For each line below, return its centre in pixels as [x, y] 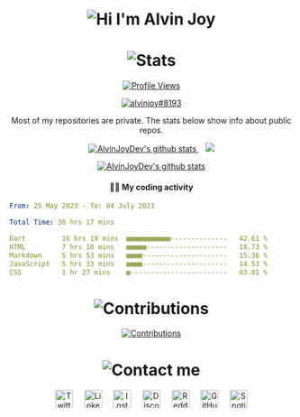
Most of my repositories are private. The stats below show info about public [151, 121]
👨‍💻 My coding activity [151, 187]
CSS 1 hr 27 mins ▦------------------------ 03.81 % [139, 272]
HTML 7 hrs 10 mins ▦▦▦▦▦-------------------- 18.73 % [139, 247]
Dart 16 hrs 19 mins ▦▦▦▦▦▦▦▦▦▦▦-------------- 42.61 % [139, 239]
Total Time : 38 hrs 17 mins [62, 222]
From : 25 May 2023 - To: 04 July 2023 [82, 206]
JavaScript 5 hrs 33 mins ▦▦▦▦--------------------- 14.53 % [139, 264]
